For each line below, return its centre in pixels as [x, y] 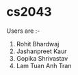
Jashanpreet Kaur [41, 51]
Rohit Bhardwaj [38, 44]
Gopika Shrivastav [42, 58]
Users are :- [23, 31]
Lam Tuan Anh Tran [44, 65]
